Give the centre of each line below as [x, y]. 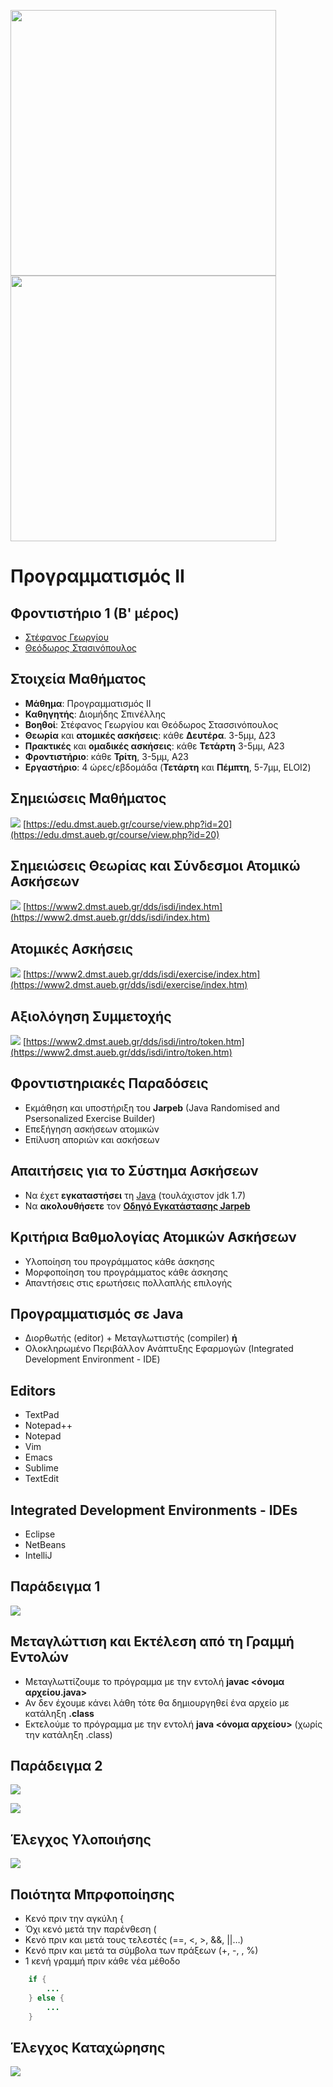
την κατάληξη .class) [68, 1734]
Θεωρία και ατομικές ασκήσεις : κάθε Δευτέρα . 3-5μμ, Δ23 [150, 735]
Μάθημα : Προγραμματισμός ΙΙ [88, 703]
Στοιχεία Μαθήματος [78, 679]
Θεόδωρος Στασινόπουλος [81, 648]
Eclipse [40, 1534]
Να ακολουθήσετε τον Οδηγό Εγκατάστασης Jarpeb [137, 1206]
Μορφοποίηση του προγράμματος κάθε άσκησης [126, 1272]
